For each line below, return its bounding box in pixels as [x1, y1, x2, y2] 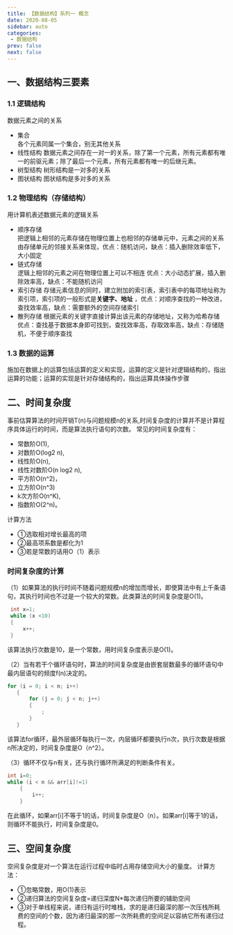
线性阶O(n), [17, 456, 51, 465]
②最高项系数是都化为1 [17, 538, 83, 547]
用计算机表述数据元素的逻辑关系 [7, 210, 98, 219]
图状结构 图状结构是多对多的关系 [17, 174, 111, 183]
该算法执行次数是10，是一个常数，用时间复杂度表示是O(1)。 [7, 645, 178, 654]
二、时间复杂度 [7, 397, 71, 408]
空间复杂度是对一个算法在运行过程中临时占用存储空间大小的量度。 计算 [7, 862, 209, 870]
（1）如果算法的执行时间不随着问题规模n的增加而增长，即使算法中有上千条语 [7, 584, 226, 592]
